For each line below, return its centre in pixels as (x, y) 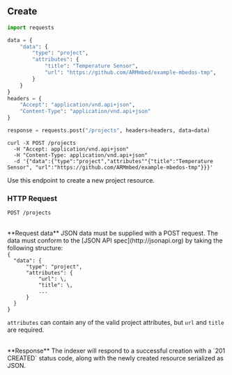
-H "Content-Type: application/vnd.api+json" (81, 155)
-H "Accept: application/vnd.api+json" (71, 149)
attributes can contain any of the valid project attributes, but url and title (116, 323)
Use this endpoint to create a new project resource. (81, 180)
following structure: (35, 248)
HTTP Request (32, 198)
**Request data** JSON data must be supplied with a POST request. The (113, 234)
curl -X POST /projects (42, 143)
